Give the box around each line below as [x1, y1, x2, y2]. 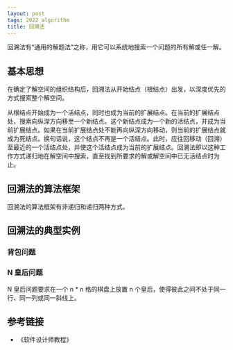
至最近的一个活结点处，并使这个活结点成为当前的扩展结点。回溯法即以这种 [7, 143, 220, 151]
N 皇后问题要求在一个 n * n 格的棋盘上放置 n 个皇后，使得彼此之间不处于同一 [7, 285, 226, 293]
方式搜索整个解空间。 [7, 94, 68, 102]
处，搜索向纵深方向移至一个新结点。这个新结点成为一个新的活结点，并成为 [7, 117, 220, 126]
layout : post [7, 10, 45, 17]
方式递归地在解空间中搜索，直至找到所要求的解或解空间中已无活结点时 [12, 152, 214, 160]
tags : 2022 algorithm [7, 17, 70, 24]
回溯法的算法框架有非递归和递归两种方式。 [7, 203, 129, 210]
